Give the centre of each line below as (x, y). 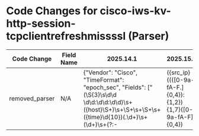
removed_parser (32, 98)
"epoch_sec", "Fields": (115, 87)
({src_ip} (179, 72)
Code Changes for (52, 11)
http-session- (41, 23)
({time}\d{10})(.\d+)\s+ (115, 117)
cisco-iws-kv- (136, 11)
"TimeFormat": (104, 80)
